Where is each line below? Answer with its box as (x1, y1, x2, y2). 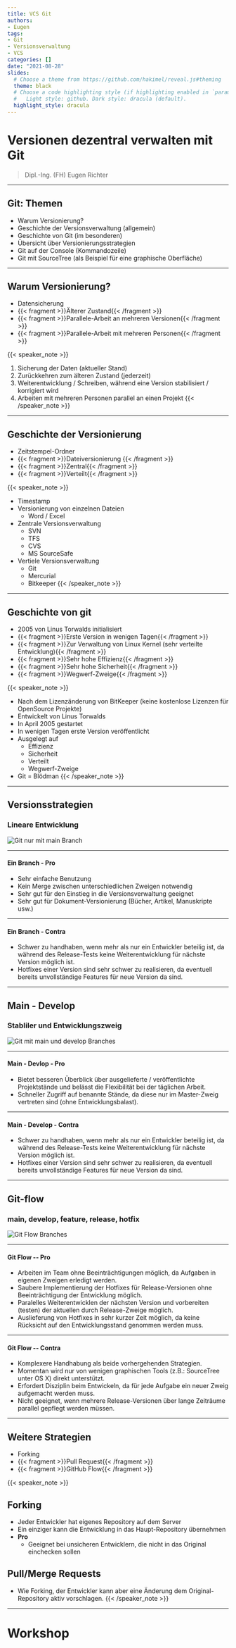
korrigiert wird (17, 387, 59, 395)
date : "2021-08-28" (7, 63, 65, 70)
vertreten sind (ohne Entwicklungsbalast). (17, 1098, 139, 1106)
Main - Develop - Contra (7, 1120, 79, 1129)
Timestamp (17, 497, 51, 506)
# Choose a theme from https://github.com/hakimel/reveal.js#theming (13, 75, 221, 83)
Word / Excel (27, 512, 65, 520)
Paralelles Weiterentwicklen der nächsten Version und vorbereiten (17, 1299, 209, 1307)
